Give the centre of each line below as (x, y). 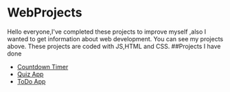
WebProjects (45, 13)
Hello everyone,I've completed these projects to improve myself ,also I (107, 32)
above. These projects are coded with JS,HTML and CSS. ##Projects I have (114, 46)
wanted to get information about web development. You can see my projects (115, 38)
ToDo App (31, 81)
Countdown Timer (43, 67)
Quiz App (30, 74)
